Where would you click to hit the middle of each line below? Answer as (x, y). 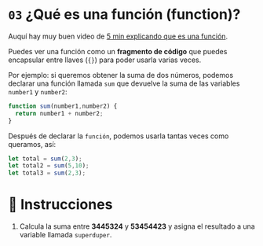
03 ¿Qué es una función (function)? (124, 15)
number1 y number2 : (38, 91)
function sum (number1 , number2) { (63, 106)
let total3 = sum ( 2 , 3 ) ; (47, 173)
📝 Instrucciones (60, 205)
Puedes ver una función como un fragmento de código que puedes (118, 51)
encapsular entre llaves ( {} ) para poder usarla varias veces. (105, 60)
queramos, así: (32, 144)
